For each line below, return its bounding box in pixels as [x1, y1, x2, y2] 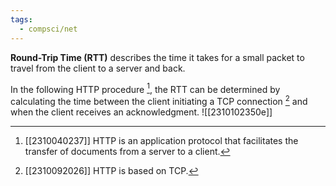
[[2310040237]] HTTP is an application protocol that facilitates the [24, 134, 299, 146]
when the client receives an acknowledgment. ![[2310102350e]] [10, 106, 273, 118]
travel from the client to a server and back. [10, 62, 186, 74]
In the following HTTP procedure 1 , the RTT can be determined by [10, 81, 281, 95]
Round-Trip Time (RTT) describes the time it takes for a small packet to [10, 51, 305, 63]
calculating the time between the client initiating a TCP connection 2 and [10, 94, 308, 107]
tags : [10, 14, 33, 25]
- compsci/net [19, 24, 78, 34]
